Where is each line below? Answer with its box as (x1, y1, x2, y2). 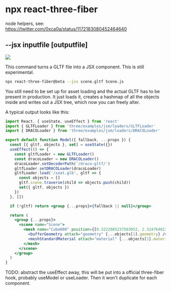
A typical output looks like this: (5, 109, 70, 115)
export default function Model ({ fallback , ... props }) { (5, 138, 131, 143)
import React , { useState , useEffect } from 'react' (5, 119, 120, 124)
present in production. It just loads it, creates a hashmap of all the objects (5, 93, 159, 100)
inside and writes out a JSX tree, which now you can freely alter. (5, 99, 140, 105)
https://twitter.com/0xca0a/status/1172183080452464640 (5, 25, 127, 32)
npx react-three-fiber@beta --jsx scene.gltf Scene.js (5, 79, 124, 84)
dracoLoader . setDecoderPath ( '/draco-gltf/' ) (14, 161, 110, 166)
